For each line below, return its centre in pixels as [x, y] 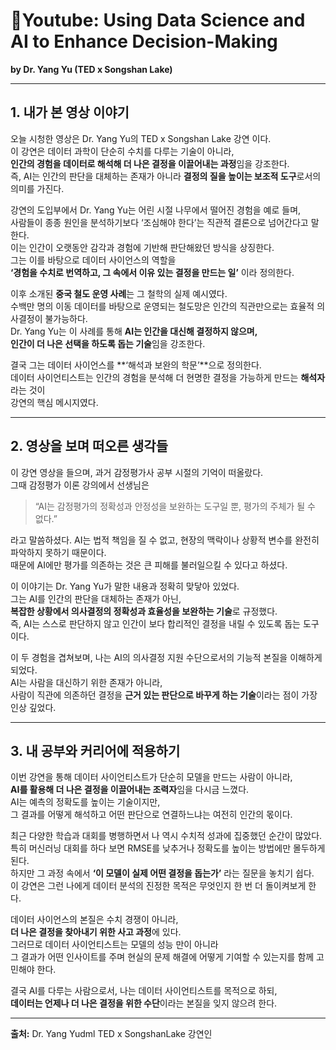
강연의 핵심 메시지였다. [54, 402]
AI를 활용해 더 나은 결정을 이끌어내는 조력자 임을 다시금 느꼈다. [130, 790]
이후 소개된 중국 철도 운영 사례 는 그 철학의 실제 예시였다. [119, 293]
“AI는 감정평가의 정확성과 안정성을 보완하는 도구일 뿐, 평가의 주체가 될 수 [175, 506]
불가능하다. [66, 318]
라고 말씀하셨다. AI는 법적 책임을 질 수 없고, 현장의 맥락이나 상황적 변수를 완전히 [165, 540]
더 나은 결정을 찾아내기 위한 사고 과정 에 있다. [96, 932]
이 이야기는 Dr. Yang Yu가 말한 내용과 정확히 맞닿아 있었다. [125, 586]
